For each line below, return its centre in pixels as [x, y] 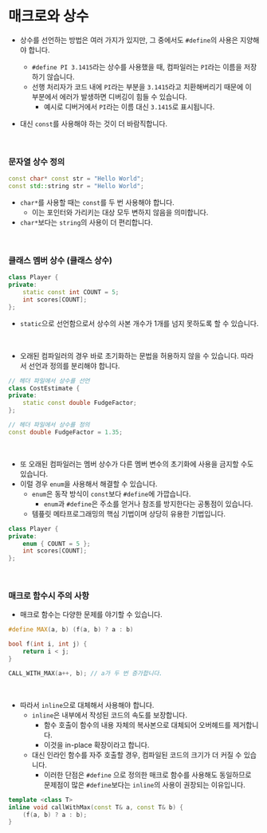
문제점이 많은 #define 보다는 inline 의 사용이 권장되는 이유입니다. [144, 784]
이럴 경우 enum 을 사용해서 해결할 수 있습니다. [88, 484]
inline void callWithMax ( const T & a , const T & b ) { [96, 807]
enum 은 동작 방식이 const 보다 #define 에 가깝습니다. [111, 493]
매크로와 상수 [49, 16]
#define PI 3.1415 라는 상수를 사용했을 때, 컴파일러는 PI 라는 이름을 [137, 67]
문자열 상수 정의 [37, 162]
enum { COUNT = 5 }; [57, 544]
